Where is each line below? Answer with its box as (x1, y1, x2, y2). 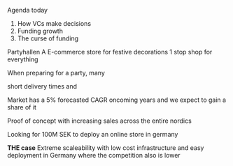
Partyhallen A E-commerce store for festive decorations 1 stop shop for (7, 48, 213, 56)
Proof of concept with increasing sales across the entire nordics (7, 116, 192, 125)
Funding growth (17, 27, 63, 35)
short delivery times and (7, 82, 78, 90)
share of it (7, 103, 37, 111)
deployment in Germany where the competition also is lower (7, 151, 181, 159)
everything (7, 55, 38, 63)
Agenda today (7, 6, 48, 14)
